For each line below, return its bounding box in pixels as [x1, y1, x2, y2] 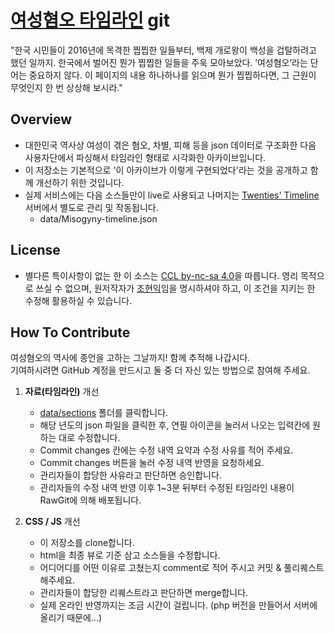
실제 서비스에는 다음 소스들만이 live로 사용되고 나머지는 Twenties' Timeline [24, 189, 320, 201]
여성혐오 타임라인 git [10, 9, 170, 32]
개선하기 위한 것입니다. [35, 176, 125, 188]
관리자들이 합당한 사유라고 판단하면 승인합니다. [39, 469, 222, 481]
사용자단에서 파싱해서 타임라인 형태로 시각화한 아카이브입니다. [24, 151, 267, 163]
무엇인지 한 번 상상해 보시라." [10, 81, 123, 93]
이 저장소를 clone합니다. [39, 537, 135, 549]
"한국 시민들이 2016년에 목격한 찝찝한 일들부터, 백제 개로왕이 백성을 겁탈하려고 [10, 44, 317, 56]
